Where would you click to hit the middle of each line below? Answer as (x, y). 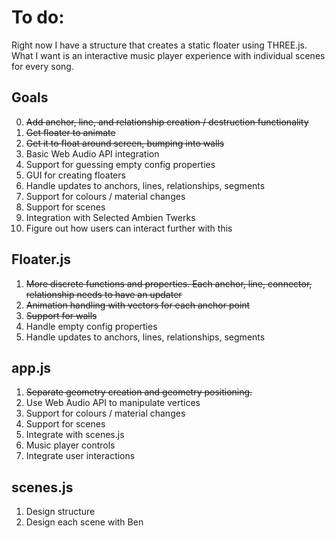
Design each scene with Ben (84, 522)
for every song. (42, 66)
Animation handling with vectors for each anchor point (138, 305)
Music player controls (70, 445)
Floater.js (41, 259)
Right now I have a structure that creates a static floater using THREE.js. (159, 45)
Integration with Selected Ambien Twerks (110, 217)
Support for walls (61, 315)
